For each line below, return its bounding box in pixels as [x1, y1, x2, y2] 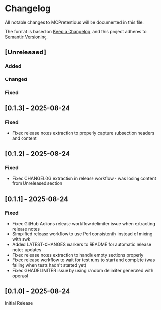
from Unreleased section [12, 181, 63, 186]
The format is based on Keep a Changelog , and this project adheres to [5, 28, 147, 34]
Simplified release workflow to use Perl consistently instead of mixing [12, 231, 153, 237]
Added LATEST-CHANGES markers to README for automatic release [12, 241, 152, 248]
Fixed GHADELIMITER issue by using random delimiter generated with [12, 268, 154, 274]
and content [12, 135, 37, 141]
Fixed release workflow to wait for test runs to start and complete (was [12, 257, 155, 263]
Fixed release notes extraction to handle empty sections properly [12, 252, 144, 258]
